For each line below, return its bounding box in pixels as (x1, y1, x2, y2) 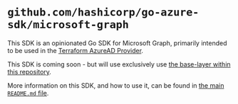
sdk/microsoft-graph (7, 18, 130, 32)
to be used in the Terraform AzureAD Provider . (7, 46, 144, 54)
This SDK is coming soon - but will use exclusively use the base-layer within (7, 59, 231, 69)
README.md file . (7, 88, 49, 97)
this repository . (7, 67, 52, 76)
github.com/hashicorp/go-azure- (7, 6, 200, 19)
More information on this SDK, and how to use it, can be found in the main (7, 81, 224, 90)
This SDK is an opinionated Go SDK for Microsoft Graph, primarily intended (7, 38, 227, 47)
